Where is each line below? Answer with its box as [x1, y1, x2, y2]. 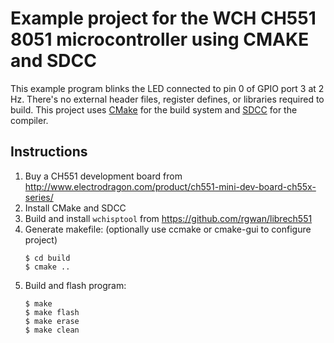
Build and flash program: [24, 279, 127, 291]
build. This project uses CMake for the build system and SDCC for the [10, 103, 298, 116]
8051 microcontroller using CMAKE [10, 28, 310, 51]
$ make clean [24, 325, 80, 335]
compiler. [10, 114, 49, 126]
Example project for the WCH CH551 [10, 7, 317, 30]
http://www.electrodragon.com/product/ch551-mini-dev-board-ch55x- [24, 180, 317, 192]
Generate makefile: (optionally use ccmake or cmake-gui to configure [24, 223, 312, 235]
